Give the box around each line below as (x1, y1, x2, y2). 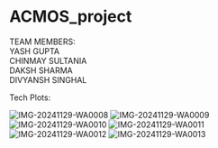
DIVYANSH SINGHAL (9, 74, 87, 85)
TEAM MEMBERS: (9, 36, 77, 47)
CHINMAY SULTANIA (9, 55, 87, 66)
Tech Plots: (9, 92, 51, 103)
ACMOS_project (9, 6, 132, 27)
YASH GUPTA (9, 45, 60, 56)
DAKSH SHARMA (9, 65, 74, 76)
